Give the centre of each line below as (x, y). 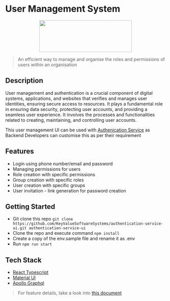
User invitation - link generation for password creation (69, 190)
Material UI (24, 278)
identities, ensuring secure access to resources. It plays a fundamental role (84, 104)
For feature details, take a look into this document (70, 293)
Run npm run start (32, 244)
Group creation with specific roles (48, 180)
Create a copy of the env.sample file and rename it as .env (74, 239)
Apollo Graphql (28, 283)
